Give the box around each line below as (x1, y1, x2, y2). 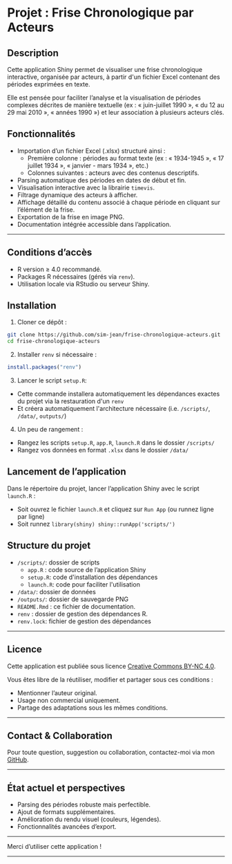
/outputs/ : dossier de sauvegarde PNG (17, 595, 129, 603)
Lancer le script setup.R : (17, 376, 88, 385)
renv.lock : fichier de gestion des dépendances (17, 617, 152, 625)
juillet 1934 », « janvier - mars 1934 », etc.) (27, 161, 149, 169)
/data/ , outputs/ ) (17, 412, 67, 420)
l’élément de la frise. (17, 205, 75, 214)
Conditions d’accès (7, 247, 93, 259)
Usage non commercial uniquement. (17, 696, 121, 704)
